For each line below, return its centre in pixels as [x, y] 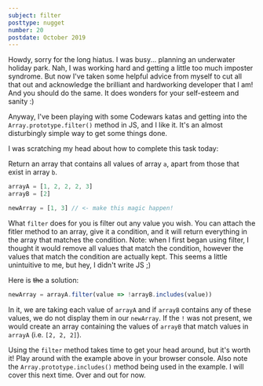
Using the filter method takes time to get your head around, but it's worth [130, 350]
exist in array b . [33, 172]
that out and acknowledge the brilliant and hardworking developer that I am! [131, 85]
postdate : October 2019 [47, 37]
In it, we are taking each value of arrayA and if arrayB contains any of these [130, 309]
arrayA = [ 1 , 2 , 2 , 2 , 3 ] [51, 187]
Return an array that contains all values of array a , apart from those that [124, 164]
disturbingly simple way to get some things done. [88, 134]
